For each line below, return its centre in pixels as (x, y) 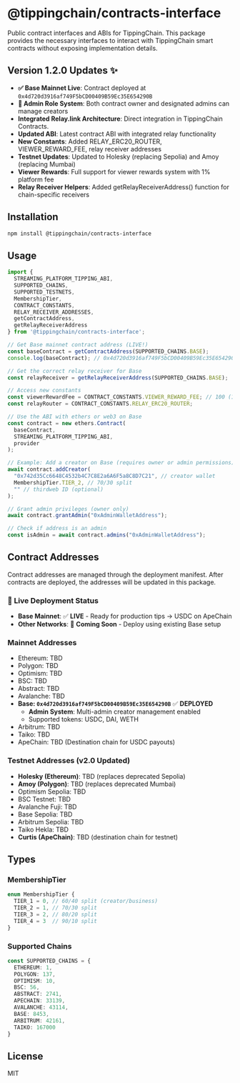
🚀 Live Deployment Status (53, 600)
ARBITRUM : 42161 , (40, 1020)
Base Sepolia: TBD (45, 814)
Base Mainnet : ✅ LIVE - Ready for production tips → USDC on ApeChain (125, 617)
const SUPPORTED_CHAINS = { (49, 961)
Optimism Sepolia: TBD (52, 792)
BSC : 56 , (27, 987)
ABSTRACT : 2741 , (38, 994)
